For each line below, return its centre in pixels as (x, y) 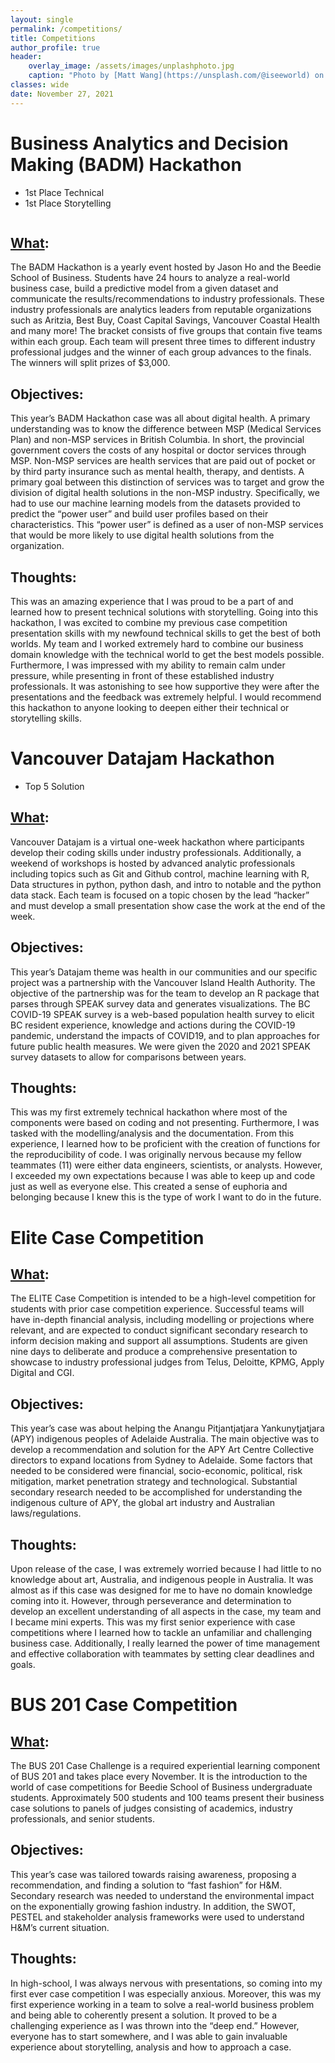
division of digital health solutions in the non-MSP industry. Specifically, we (165, 493)
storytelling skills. (46, 718)
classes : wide (40, 85)
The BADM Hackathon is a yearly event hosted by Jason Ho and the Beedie (166, 267)
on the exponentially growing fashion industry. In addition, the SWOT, (153, 1906)
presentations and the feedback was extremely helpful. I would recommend (166, 697)
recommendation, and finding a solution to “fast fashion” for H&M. (146, 1885)
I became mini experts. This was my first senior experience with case (153, 1622)
